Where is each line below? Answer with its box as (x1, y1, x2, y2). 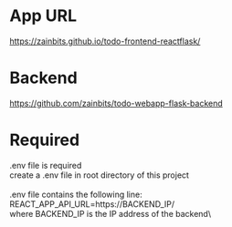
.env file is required (9, 160, 82, 170)
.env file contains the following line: (9, 189, 143, 200)
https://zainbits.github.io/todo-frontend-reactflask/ (9, 36, 201, 46)
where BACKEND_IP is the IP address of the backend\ (9, 208, 212, 219)
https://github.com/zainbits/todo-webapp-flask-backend (9, 98, 224, 108)
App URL (9, 5, 78, 26)
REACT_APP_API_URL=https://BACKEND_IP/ (9, 198, 175, 210)
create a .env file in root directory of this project (9, 170, 190, 181)
